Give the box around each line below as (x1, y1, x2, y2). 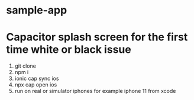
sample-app (6, 4, 67, 17)
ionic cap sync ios (14, 75, 59, 82)
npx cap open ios (14, 81, 57, 88)
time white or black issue (6, 43, 131, 56)
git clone (14, 62, 37, 69)
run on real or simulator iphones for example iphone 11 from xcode (14, 88, 176, 95)
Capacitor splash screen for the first (6, 31, 188, 44)
